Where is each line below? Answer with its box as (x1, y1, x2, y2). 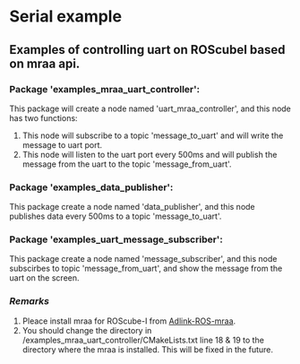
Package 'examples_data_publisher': (9, 181, 174, 194)
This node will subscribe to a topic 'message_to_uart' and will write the (21, 130, 284, 141)
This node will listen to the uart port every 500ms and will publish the (21, 149, 278, 160)
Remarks (9, 295, 50, 308)
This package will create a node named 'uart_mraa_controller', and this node (9, 103, 291, 114)
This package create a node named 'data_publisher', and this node (9, 202, 255, 212)
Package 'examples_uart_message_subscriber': (9, 233, 224, 246)
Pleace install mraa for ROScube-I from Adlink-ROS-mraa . (21, 316, 236, 326)
